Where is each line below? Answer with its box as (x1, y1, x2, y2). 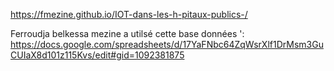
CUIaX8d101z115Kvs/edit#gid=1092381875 (10, 49, 185, 61)
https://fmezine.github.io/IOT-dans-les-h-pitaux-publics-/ (10, 9, 248, 20)
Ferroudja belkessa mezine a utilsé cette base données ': (10, 28, 245, 39)
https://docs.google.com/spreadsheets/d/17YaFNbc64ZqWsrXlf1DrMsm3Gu (10, 39, 324, 50)
